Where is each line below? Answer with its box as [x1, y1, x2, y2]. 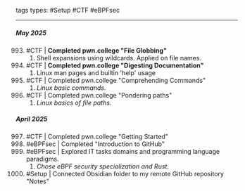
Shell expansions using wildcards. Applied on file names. [36, 53, 202, 62]
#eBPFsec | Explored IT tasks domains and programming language [25, 147, 220, 155]
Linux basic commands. [36, 84, 106, 92]
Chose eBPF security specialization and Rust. [36, 162, 169, 171]
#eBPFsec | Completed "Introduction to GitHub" [25, 140, 165, 148]
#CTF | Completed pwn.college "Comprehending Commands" [25, 76, 206, 84]
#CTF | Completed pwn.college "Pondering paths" [25, 91, 172, 99]
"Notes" [25, 177, 49, 185]
